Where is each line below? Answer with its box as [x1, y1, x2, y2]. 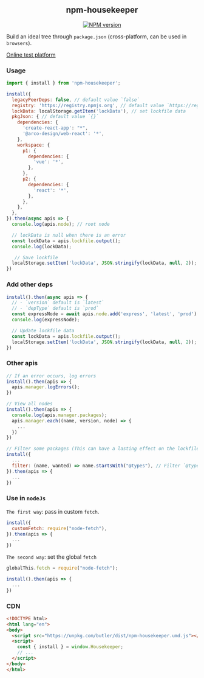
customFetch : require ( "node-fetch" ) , [12, 525, 107, 531]
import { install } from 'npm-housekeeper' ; [6, 80, 121, 86]
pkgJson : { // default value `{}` [12, 114, 99, 120]
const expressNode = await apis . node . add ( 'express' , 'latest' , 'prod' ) [12, 311, 197, 317]
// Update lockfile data [12, 327, 75, 334]
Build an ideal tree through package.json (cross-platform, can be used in [6, 33, 187, 40]
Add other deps [6, 280, 53, 288]
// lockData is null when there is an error [12, 232, 126, 238]
